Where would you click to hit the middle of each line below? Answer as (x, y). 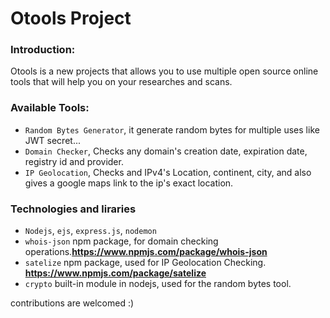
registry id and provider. (74, 161)
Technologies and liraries (73, 209)
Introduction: (43, 50)
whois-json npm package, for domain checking (121, 241)
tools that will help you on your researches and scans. (121, 82)
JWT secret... (52, 140)
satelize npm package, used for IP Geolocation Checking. (145, 263)
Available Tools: (50, 108)
